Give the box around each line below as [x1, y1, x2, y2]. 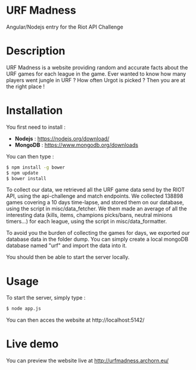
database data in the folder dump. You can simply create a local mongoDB [6, 236, 189, 243]
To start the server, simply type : [6, 294, 86, 301]
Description [6, 44, 66, 58]
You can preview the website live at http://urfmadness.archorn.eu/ [6, 357, 169, 364]
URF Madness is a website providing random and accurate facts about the [6, 64, 188, 71]
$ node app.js [6, 306, 42, 312]
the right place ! [6, 83, 45, 90]
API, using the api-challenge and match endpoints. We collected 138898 [6, 192, 183, 200]
